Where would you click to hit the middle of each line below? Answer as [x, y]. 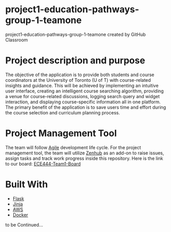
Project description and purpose [75, 61]
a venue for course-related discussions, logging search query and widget [82, 96]
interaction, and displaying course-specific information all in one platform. [83, 102]
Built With [27, 184]
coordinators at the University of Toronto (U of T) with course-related [78, 80]
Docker [20, 215]
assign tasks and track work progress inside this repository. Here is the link [84, 158]
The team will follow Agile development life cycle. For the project [73, 147]
